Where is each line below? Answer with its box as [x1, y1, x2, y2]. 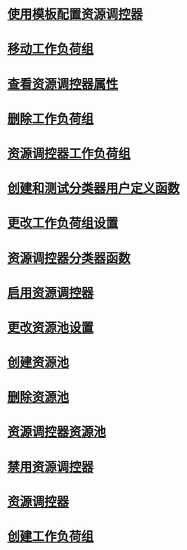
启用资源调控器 [7, 285, 94, 301]
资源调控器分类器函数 [7, 250, 131, 266]
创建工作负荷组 [7, 529, 94, 544]
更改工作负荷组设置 [7, 215, 119, 231]
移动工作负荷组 [7, 41, 94, 57]
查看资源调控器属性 [7, 76, 119, 92]
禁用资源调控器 [7, 459, 94, 475]
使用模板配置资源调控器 [7, 6, 143, 23]
